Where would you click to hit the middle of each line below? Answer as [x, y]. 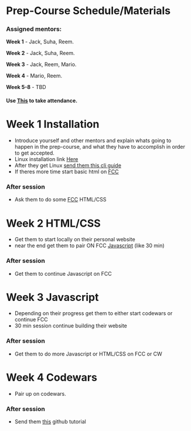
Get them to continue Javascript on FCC [63, 273]
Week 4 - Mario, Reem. [34, 76]
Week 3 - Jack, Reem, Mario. [41, 64]
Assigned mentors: [34, 29]
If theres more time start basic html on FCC [66, 172]
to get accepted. [34, 153]
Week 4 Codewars [52, 377]
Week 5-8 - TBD [26, 87]
